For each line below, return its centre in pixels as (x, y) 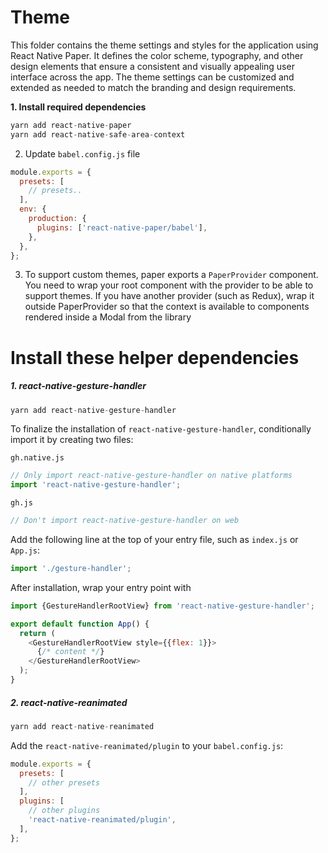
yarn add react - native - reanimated (82, 726)
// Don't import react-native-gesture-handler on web (125, 521)
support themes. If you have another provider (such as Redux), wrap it (169, 296)
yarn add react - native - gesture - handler (93, 410)
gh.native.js (37, 458)
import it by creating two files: (72, 440)
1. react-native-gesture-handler (78, 386)
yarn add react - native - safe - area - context (98, 134)
